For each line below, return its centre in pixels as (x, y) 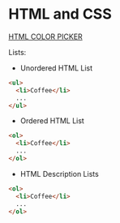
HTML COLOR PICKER (45, 36)
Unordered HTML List (56, 68)
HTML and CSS (60, 14)
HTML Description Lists (59, 174)
